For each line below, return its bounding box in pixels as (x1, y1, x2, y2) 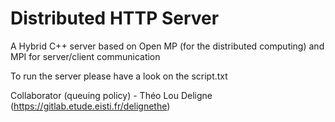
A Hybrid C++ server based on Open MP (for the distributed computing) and (10, 40, 325, 52)
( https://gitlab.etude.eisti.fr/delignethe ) (10, 100, 171, 112)
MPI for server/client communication (10, 50, 161, 62)
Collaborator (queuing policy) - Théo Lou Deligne (10, 89, 213, 101)
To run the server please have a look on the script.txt (10, 70, 228, 82)
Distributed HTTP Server (10, 7, 220, 30)
